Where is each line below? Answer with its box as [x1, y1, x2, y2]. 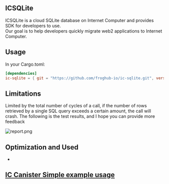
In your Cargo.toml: [5, 61, 45, 67]
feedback [5, 119, 25, 125]
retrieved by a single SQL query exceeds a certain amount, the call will [5, 108, 151, 114]
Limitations [5, 89, 41, 98]
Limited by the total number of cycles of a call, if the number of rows [5, 103, 147, 109]
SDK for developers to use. [5, 23, 61, 29]
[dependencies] [5, 71, 37, 76]
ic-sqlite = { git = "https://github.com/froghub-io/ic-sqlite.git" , [5, 75, 154, 81]
